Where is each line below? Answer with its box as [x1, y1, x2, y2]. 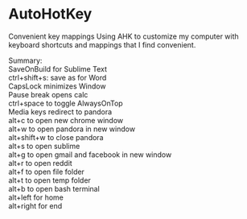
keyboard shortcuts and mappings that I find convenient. [8, 39, 196, 49]
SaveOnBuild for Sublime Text [8, 64, 107, 73]
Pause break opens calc [8, 89, 89, 99]
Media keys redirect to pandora [8, 106, 113, 117]
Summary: [8, 56, 43, 65]
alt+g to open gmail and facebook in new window [8, 150, 172, 159]
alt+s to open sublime [8, 141, 80, 151]
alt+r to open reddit [8, 158, 72, 167]
